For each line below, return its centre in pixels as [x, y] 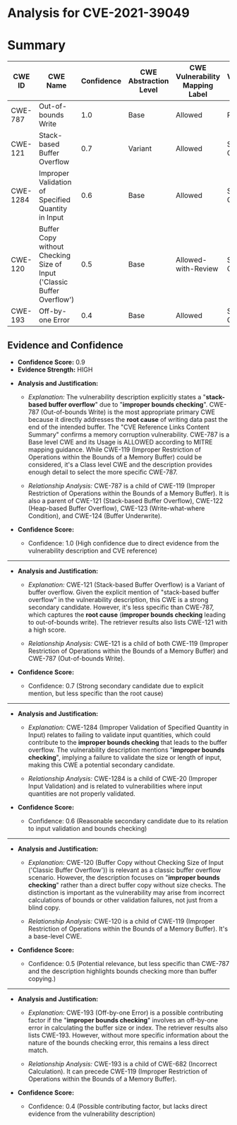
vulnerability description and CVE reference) [92, 550]
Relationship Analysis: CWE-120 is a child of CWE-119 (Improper [121, 921]
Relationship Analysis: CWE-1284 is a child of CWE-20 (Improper [122, 778]
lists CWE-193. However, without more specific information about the [128, 1035]
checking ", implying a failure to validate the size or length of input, [125, 757]
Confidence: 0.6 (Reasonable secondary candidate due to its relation [128, 820]
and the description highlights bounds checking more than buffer [122, 971]
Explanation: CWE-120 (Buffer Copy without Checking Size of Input [126, 862]
